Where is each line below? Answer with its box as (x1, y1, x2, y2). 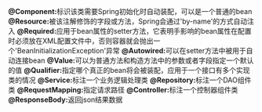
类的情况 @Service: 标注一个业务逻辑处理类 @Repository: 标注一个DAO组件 (8, 75, 252, 85)
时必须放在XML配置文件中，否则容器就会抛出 (8, 36, 155, 45)
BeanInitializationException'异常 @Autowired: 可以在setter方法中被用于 (16, 46, 247, 55)
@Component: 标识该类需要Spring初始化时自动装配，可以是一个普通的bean (8, 7, 253, 16)
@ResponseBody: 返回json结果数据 (8, 95, 123, 104)
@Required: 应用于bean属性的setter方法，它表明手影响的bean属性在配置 (16, 27, 253, 35)
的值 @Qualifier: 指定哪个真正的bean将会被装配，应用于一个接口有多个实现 (8, 66, 250, 74)
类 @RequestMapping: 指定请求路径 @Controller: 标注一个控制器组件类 (8, 85, 238, 94)
